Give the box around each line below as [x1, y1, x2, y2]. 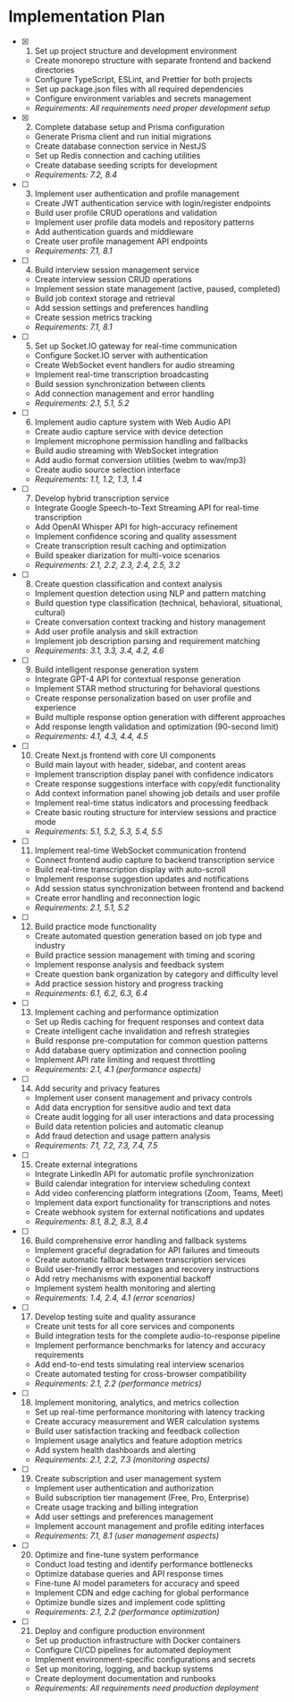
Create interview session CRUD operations [34, 273, 193, 284]
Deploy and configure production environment [34, 1625, 206, 1636]
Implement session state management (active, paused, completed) [34, 283, 281, 294]
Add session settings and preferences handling [34, 302, 209, 313]
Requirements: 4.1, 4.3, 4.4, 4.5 [34, 730, 148, 741]
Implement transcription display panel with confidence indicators [34, 769, 274, 779]
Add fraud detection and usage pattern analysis [34, 1130, 211, 1141]
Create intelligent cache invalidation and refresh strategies [34, 1026, 250, 1036]
